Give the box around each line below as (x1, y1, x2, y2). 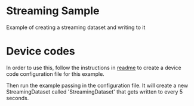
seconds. (6, 94, 29, 101)
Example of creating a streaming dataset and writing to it (6, 24, 146, 31)
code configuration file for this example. (6, 70, 104, 78)
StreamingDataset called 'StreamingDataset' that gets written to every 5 (6, 88, 183, 95)
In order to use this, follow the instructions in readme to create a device (6, 64, 182, 71)
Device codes (6, 44, 76, 58)
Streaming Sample (6, 4, 100, 18)
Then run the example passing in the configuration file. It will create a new (6, 82, 189, 89)
